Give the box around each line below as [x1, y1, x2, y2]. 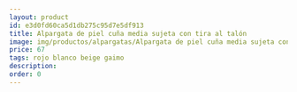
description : [9, 62, 57, 71]
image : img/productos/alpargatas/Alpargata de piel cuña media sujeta [9, 37, 275, 46]
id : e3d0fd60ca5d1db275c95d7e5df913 [9, 21, 144, 30]
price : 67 [9, 46, 46, 54]
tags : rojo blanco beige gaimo [9, 53, 125, 62]
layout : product [9, 12, 69, 22]
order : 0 [9, 70, 42, 79]
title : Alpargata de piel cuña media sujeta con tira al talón [9, 29, 247, 38]
